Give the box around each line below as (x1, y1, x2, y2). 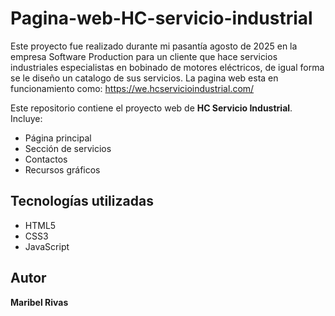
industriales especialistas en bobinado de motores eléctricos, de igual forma (10, 61, 325, 73)
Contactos (24, 153, 68, 165)
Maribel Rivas (10, 296, 69, 308)
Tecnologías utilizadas (10, 193, 154, 210)
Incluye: (10, 112, 43, 124)
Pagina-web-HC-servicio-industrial (10, 7, 313, 30)
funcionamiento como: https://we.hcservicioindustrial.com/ (10, 82, 255, 94)
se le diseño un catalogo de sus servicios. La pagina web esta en (10, 72, 279, 84)
